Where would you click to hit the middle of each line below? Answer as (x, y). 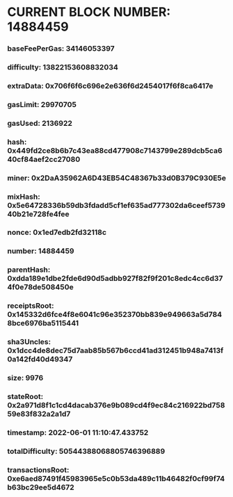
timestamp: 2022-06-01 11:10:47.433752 (78, 432)
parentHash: (29, 270)
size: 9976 (25, 378)
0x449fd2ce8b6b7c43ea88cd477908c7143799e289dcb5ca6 (115, 150)
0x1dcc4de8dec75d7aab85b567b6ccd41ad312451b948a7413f (115, 350)
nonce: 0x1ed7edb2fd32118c (57, 232)
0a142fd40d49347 (40, 359)
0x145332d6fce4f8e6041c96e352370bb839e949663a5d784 (115, 315)
